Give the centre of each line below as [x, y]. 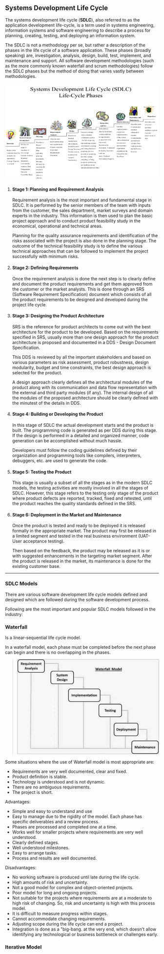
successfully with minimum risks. [45, 256]
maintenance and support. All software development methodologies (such [80, 60]
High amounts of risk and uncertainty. [50, 882]
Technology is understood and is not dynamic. [59, 782]
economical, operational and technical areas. [57, 226]
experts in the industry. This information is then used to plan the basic [82, 216]
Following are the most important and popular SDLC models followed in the [80, 609]
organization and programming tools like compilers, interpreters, [77, 456]
